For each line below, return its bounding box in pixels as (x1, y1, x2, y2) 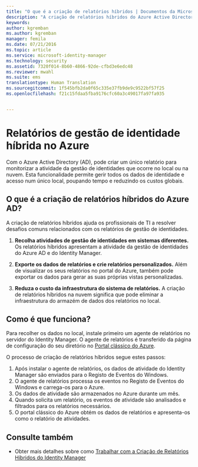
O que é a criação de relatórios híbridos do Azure (6, 194, 190, 204)
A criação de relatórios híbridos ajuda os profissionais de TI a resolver (6, 219, 176, 226)
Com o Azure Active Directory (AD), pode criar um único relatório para (6, 158, 177, 165)
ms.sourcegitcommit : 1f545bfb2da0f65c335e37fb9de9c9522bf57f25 (6, 85, 165, 91)
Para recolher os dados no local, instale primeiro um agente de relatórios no (6, 330, 190, 337)
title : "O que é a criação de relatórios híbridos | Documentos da (6, 8, 176, 15)
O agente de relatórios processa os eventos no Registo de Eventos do (14, 377, 184, 385)
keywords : (6, 19, 31, 25)
